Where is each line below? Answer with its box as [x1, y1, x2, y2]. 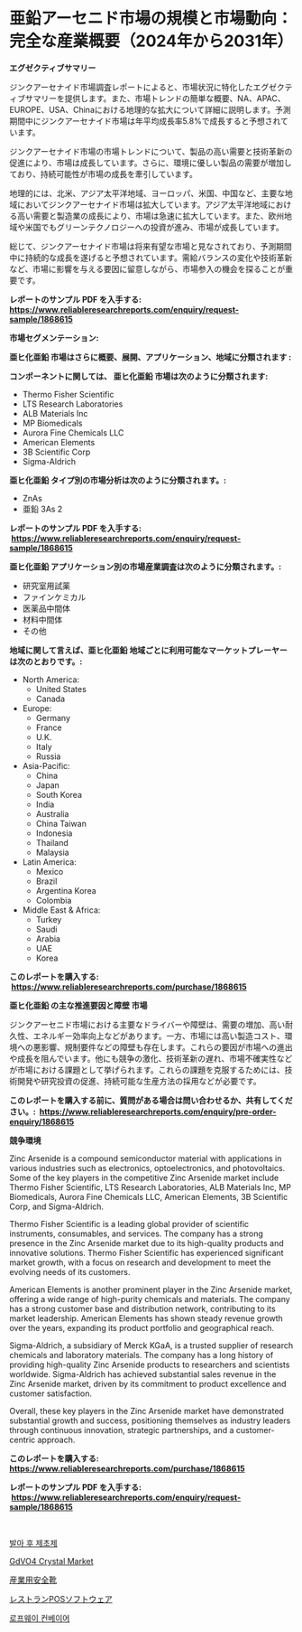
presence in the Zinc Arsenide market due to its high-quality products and [9, 1237, 284, 1248]
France [35, 722, 63, 733]
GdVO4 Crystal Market [9, 1555, 94, 1566]
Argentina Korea [35, 885, 96, 896]
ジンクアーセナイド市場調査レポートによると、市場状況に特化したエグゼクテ [9, 81, 293, 92]
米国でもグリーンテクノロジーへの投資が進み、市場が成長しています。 [24, 221, 284, 232]
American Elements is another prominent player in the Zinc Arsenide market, [9, 1284, 293, 1295]
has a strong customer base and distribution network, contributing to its [9, 1303, 277, 1314]
